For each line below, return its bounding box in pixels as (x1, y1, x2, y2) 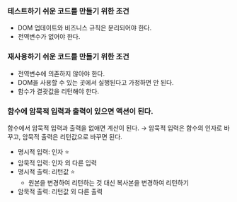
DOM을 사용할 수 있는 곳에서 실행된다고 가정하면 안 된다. (17, 78, 175, 86)
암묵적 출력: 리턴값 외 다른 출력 (17, 187, 103, 196)
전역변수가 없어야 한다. (17, 32, 81, 41)
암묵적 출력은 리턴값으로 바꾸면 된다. (22, 132, 122, 141)
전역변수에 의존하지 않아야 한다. (17, 69, 105, 78)
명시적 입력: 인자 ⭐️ (17, 147, 69, 156)
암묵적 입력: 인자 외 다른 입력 (17, 158, 98, 167)
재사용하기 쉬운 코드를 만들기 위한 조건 (7, 52, 129, 61)
